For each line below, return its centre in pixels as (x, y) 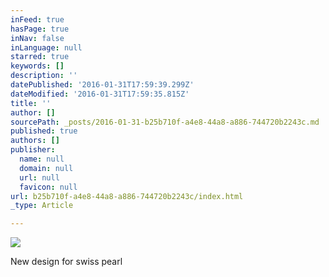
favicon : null (48, 187)
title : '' (31, 103)
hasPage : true (40, 29)
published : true (44, 131)
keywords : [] (37, 66)
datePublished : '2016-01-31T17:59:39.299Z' (102, 85)
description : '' (44, 76)
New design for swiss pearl (66, 262)
